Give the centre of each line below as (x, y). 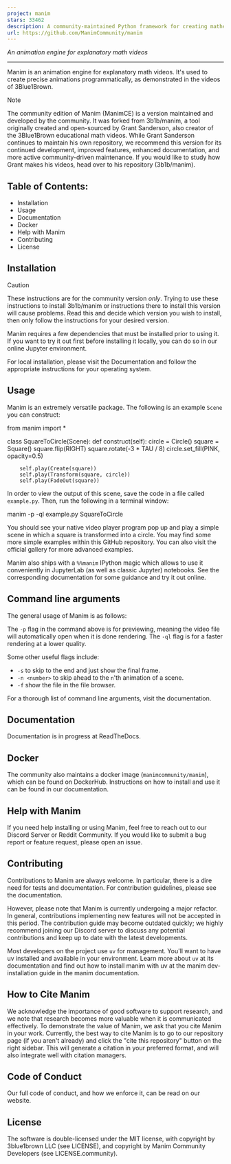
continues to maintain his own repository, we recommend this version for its (114, 143)
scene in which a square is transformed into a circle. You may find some (109, 534)
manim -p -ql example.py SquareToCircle (65, 514)
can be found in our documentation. (58, 789)
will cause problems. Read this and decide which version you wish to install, (114, 313)
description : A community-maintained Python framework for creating (107, 26)
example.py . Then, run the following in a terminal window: (88, 501)
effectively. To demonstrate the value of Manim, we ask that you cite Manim (114, 1026)
